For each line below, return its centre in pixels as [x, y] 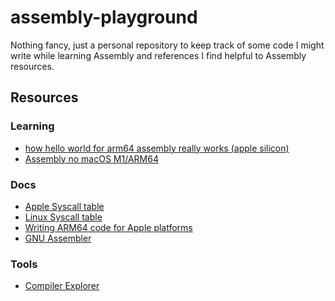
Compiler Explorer [62, 286]
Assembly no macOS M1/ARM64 [91, 158]
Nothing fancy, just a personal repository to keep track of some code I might [167, 45]
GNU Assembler [58, 238]
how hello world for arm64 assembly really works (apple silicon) [157, 148]
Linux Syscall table [63, 217]
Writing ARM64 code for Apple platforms [108, 227]
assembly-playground [104, 17]
